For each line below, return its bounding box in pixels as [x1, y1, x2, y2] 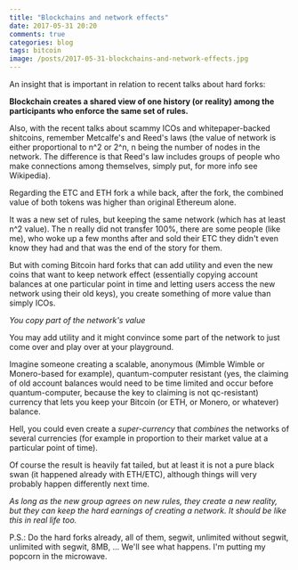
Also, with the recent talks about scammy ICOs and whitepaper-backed [9, 123, 271, 134]
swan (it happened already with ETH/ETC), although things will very [9, 469, 258, 479]
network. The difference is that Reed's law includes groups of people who [9, 151, 280, 161]
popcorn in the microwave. [9, 551, 108, 561]
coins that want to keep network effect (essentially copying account [9, 269, 258, 280]
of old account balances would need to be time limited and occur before [9, 378, 274, 388]
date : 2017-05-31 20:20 [9, 21, 98, 30]
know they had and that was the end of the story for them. [9, 242, 222, 253]
